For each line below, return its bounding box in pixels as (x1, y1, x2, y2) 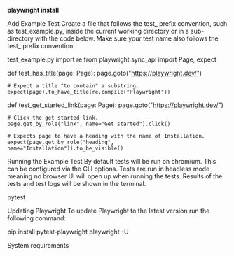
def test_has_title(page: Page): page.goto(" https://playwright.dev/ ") (7, 69, 202, 77)
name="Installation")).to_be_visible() (7, 145, 124, 152)
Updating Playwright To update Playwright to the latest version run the (7, 206, 210, 215)
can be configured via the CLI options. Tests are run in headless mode (7, 164, 210, 173)
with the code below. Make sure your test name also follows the (34, 34, 219, 43)
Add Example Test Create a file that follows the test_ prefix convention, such (7, 20, 228, 27)
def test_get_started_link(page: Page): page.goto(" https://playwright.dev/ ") (7, 101, 224, 109)
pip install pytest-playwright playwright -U (7, 227, 129, 236)
